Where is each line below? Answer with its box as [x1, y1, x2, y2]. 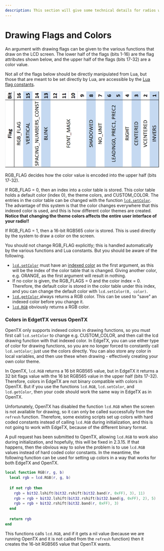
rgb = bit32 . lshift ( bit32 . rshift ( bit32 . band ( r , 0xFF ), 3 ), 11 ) [14, 491, 145, 496]
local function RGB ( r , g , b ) [5, 470, 64, 475]
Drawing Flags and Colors [5, 29, 112, 41]
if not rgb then [9, 485, 42, 490]
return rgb [9, 517, 32, 522]
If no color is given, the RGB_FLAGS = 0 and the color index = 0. [12, 277, 141, 284]
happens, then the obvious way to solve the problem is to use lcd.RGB [5, 444, 145, 451]
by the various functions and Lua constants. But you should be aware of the [5, 248, 158, 253]
